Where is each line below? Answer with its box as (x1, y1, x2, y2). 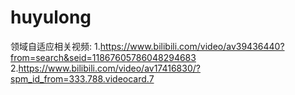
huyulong (10, 6, 92, 29)
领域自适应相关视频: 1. (10, 40, 101, 52)
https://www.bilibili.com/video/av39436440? (99, 40, 285, 52)
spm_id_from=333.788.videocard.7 (10, 72, 155, 85)
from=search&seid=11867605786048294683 (10, 51, 197, 63)
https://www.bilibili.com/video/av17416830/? (18, 62, 201, 74)
